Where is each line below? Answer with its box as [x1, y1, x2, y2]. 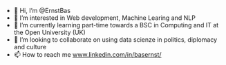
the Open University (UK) [13, 28, 86, 36]
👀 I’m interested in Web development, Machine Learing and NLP [13, 14, 196, 22]
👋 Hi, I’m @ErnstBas [13, 7, 71, 14]
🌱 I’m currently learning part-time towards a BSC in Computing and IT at [13, 21, 219, 29]
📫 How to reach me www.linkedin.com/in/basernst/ [13, 51, 162, 58]
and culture [13, 43, 47, 51]
